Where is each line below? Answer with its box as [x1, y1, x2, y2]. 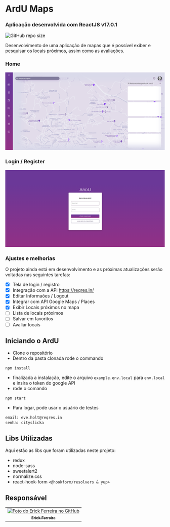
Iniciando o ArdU [5, 336, 59, 345]
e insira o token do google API [12, 380, 76, 386]
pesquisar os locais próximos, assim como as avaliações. [5, 48, 125, 54]
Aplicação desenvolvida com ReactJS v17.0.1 [5, 21, 117, 28]
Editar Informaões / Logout [12, 293, 69, 299]
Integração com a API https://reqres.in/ [12, 287, 94, 293]
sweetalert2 [12, 468, 38, 474]
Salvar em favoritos [12, 316, 53, 322]
